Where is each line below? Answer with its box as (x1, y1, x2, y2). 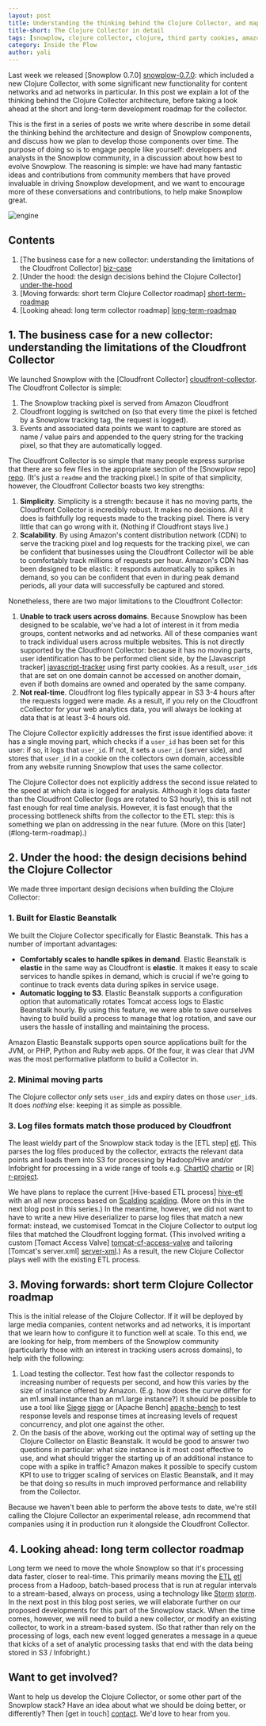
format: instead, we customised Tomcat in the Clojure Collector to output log (8, 1221, 257, 1231)
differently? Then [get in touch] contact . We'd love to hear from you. (8, 1709, 230, 1718)
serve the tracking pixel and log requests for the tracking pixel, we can (19, 538, 250, 548)
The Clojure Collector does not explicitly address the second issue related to (8, 777, 258, 787)
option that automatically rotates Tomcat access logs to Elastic (19, 996, 224, 1006)
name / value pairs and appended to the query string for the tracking (19, 432, 244, 441)
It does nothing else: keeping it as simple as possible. (8, 1100, 182, 1110)
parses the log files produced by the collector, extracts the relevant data (8, 1146, 244, 1156)
